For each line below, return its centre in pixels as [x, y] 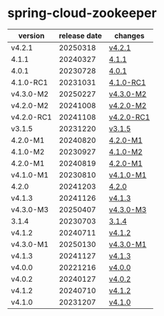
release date [80, 36]
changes [129, 36]
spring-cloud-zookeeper [82, 13]
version [31, 36]
